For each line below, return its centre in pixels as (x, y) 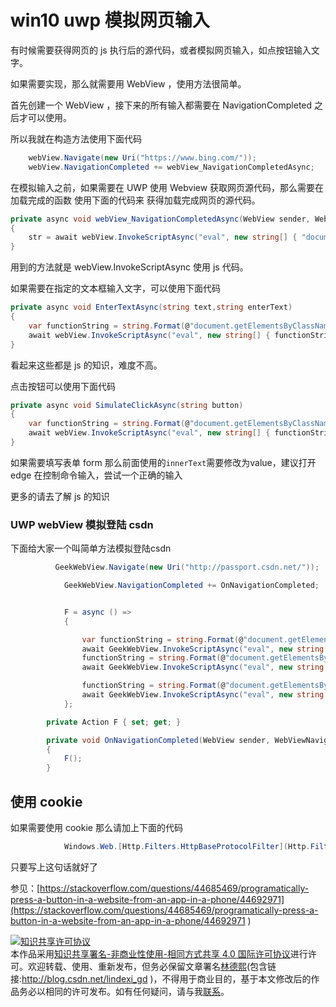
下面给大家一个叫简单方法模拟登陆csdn (91, 548)
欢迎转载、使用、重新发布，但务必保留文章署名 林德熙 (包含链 (152, 966)
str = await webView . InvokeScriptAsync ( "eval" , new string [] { (163, 237)
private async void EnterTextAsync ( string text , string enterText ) (151, 307)
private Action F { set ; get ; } (114, 722)
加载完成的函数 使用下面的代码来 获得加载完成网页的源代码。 (135, 200)
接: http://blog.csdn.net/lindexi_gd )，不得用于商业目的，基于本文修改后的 (161, 978)
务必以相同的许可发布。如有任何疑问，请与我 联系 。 (124, 991)
